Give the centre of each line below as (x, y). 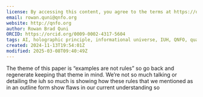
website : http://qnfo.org (39, 23)
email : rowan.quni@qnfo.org (42, 17)
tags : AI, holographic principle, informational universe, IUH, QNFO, (97, 40)
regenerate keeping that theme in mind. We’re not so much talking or (92, 74)
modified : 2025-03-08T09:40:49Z (47, 51)
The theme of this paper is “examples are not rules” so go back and (90, 68)
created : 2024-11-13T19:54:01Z (46, 46)
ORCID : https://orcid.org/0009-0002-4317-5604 (66, 34)
